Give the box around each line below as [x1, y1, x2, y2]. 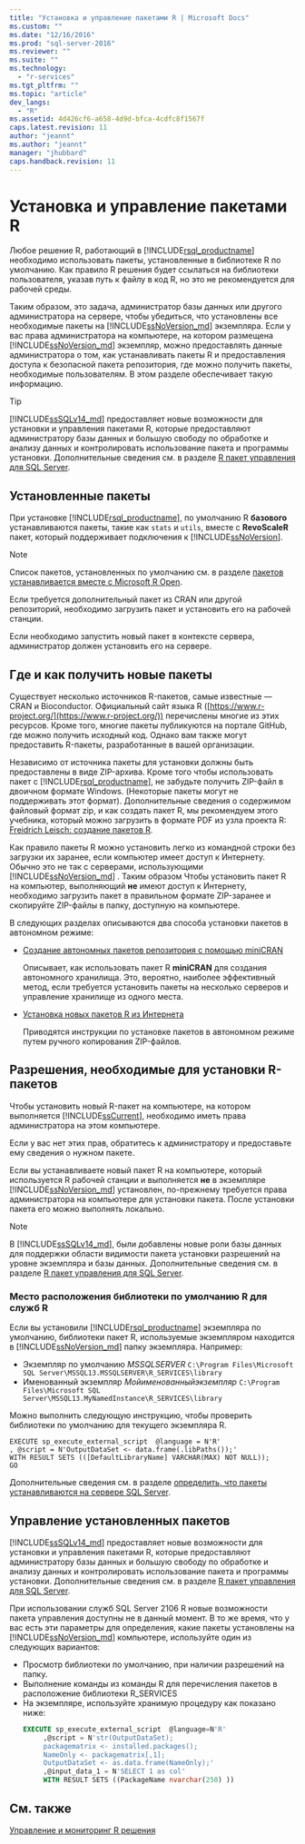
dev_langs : [9, 97, 51, 107]
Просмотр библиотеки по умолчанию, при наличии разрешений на [22, 1659, 285, 1670]
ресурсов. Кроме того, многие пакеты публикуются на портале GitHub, [9, 720, 288, 731]
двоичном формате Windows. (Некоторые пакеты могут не [9, 786, 239, 797]
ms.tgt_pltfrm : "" [9, 81, 79, 90]
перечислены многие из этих [164, 710, 280, 722]
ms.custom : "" [9, 22, 64, 31]
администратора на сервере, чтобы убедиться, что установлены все [9, 311, 279, 322]
